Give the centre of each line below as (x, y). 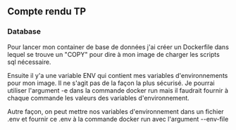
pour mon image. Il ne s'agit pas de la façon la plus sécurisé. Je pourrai (111, 83)
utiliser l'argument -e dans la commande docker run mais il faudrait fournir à (118, 90)
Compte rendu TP (47, 12)
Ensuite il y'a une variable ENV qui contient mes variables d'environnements (118, 75)
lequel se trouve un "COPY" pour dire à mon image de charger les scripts (113, 54)
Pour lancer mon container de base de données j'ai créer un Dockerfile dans (118, 47)
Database (24, 32)
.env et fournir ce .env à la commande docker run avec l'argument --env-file (118, 119)
